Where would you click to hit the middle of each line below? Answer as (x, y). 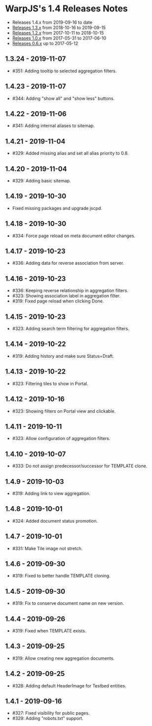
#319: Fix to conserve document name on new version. (68, 603)
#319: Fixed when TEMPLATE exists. (49, 631)
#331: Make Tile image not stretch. (47, 548)
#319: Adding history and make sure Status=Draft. (63, 356)
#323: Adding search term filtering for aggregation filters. (71, 329)
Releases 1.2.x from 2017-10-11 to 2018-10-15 (58, 33)
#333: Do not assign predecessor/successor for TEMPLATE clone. (80, 466)
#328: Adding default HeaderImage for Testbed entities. (69, 685)
